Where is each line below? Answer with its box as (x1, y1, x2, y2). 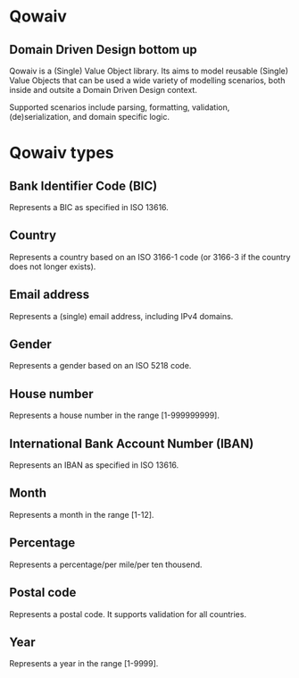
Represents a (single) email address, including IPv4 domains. (9, 310, 234, 321)
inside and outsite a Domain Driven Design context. (9, 85, 198, 95)
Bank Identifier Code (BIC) (9, 178, 158, 193)
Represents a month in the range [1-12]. (9, 509, 154, 520)
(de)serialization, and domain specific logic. (9, 112, 170, 122)
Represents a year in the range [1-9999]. (9, 658, 159, 669)
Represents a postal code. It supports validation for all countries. (9, 608, 247, 619)
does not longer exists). (9, 261, 96, 272)
